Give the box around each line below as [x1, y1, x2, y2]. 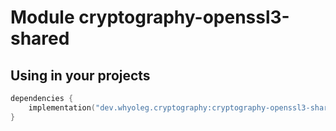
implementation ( [28, 102, 97, 113]
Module [10, 6, 75, 29]
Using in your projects [10, 67, 151, 84]
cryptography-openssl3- [78, 6, 290, 29]
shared [10, 27, 70, 50]
